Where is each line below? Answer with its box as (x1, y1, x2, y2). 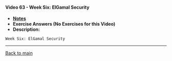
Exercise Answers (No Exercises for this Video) (12, 21, 116, 27)
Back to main (5, 50, 33, 56)
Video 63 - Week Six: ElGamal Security (5, 4, 90, 10)
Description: (12, 26, 40, 33)
